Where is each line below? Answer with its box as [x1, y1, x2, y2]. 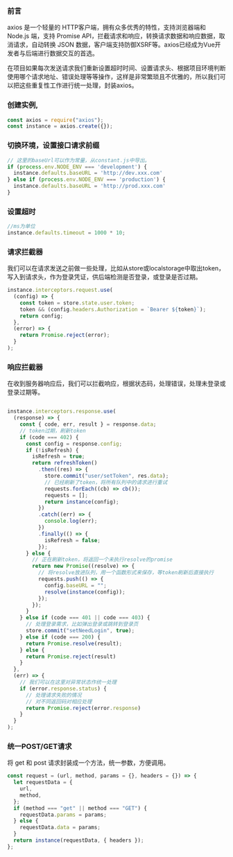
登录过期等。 [7, 388, 44, 397]
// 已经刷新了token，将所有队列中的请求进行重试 [44, 478, 168, 486]
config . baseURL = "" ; [44, 582, 107, 589]
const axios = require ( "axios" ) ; [7, 116, 104, 123]
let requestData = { [13, 779, 73, 786]
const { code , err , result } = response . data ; [19, 421, 157, 428]
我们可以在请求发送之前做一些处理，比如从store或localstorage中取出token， [7, 264, 225, 272]
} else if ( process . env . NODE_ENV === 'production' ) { [7, 176, 166, 183]
